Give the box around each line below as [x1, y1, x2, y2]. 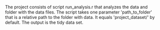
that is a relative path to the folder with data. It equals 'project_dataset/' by [5, 15, 155, 20]
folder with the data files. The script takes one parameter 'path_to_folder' [5, 9, 153, 15]
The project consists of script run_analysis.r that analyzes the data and [5, 4, 148, 10]
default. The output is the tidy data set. [5, 19, 84, 25]
